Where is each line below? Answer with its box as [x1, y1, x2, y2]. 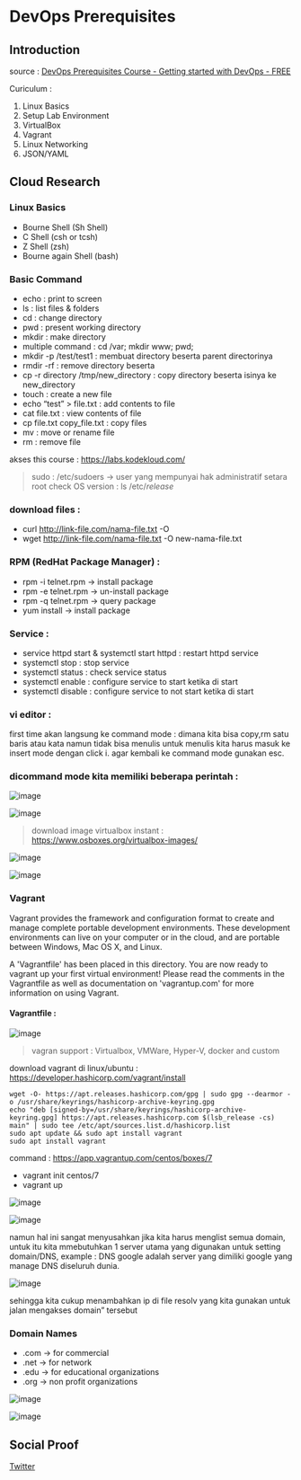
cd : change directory [22, 312, 102, 323]
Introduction [9, 42, 81, 58]
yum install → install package [22, 605, 130, 616]
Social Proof [9, 1437, 79, 1452]
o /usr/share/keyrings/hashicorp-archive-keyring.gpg [9, 1097, 216, 1106]
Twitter [9, 1461, 36, 1472]
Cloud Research [9, 174, 101, 190]
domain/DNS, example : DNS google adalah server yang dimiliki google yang [9, 1251, 293, 1262]
